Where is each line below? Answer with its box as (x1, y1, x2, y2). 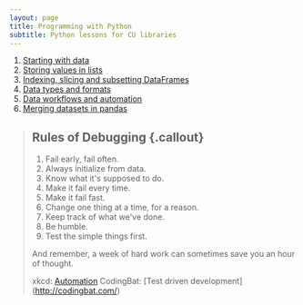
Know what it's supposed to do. (45, 173, 165, 184)
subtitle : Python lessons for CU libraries (9, 30, 177, 39)
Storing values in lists (22, 64, 103, 75)
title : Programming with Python (9, 22, 132, 31)
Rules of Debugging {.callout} (31, 129, 205, 145)
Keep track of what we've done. (45, 212, 166, 222)
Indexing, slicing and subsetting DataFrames (22, 74, 189, 85)
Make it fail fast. (45, 192, 106, 203)
